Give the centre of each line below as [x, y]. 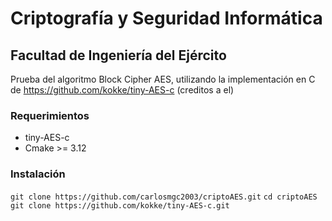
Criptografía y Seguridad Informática [166, 18]
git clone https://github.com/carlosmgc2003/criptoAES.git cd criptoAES [164, 197]
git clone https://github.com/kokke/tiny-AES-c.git [120, 205]
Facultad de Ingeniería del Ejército [118, 55]
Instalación [38, 174]
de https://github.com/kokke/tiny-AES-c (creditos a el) [122, 90]
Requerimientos [50, 115]
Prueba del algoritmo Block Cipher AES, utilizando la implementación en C [163, 79]
